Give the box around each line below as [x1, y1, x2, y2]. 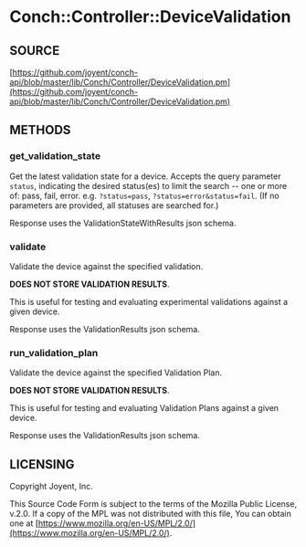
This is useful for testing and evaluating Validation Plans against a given [9, 403, 280, 414]
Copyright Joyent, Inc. [9, 481, 93, 492]
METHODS [9, 122, 71, 138]
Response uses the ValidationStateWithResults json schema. [9, 217, 237, 228]
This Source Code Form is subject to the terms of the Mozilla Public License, [9, 499, 298, 510]
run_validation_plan [9, 346, 99, 359]
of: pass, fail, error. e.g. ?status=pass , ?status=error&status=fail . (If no [9, 190, 280, 201]
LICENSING [9, 457, 75, 472]
